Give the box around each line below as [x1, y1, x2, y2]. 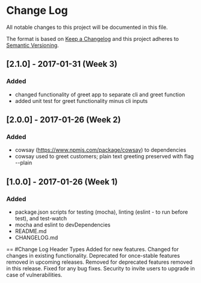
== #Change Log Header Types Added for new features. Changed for [6, 246, 179, 253]
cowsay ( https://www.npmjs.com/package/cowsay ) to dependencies [14, 146, 187, 154]
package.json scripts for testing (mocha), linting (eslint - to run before [14, 208, 188, 216]
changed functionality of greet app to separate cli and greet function [14, 91, 185, 98]
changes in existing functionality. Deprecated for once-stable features [6, 252, 181, 259]
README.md [14, 228, 47, 235]
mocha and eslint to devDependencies [14, 221, 111, 228]
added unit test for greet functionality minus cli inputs [14, 97, 148, 104]
